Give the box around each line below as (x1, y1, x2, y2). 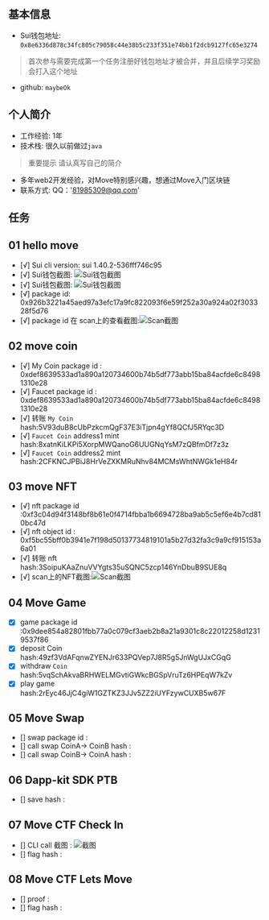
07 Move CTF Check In (8, 818, 124, 831)
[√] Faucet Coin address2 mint (19, 448, 121, 458)
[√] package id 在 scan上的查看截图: (19, 315, 141, 325)
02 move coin (8, 339, 78, 353)
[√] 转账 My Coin (19, 413, 74, 423)
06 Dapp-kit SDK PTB (8, 773, 118, 787)
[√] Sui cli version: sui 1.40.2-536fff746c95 (19, 260, 162, 270)
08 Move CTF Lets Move (8, 872, 132, 886)
